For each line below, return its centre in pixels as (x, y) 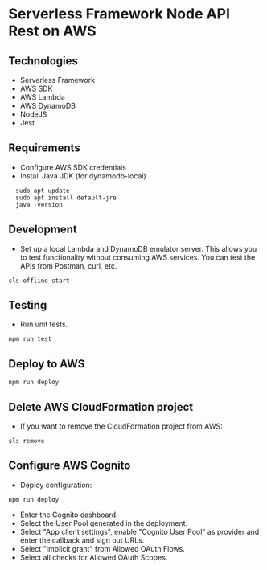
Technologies (43, 61)
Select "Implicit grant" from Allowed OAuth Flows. (102, 548)
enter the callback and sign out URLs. (82, 540)
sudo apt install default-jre (66, 198)
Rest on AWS (52, 31)
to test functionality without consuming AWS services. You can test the (138, 257)
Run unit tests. (44, 324)
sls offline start (39, 281)
